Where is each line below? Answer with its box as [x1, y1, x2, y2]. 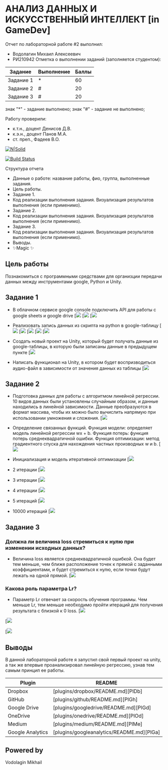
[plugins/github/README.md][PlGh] [52, 696, 138, 703]
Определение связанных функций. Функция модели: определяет [12, 425, 152, 431]
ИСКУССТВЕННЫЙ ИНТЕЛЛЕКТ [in [5, 14, 159, 25]
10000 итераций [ [12, 508, 50, 515]
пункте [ [12, 349, 31, 355]
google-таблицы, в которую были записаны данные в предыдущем [12, 343, 157, 349]
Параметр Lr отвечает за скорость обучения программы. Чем [12, 597, 147, 603]
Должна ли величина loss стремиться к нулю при [5, 538, 134, 545]
